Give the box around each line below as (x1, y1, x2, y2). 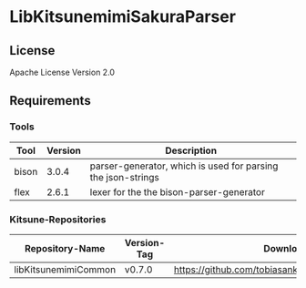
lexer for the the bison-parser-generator (89, 185, 266, 198)
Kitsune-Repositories (9, 212, 107, 225)
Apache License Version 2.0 (9, 67, 116, 77)
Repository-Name (24, 242, 106, 254)
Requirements (9, 93, 91, 108)
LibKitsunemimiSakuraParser (9, 6, 237, 27)
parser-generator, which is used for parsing (89, 159, 279, 172)
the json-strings (89, 170, 159, 183)
